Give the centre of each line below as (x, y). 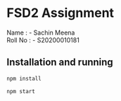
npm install (24, 78)
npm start (21, 91)
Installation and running (60, 63)
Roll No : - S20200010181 (43, 40)
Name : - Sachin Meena (41, 32)
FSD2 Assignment (60, 13)
